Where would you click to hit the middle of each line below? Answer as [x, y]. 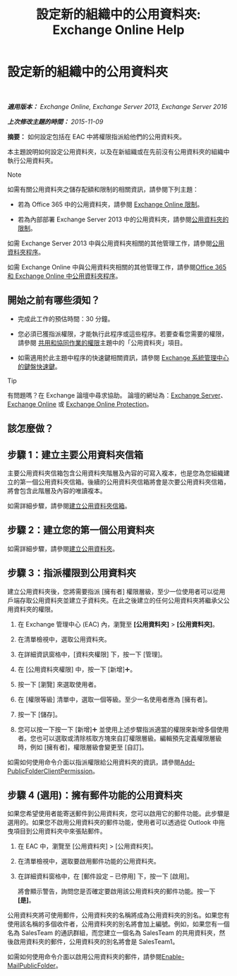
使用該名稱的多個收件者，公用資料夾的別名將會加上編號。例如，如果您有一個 [119, 924]
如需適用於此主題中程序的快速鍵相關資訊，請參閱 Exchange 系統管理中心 [123, 357]
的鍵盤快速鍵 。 [39, 366]
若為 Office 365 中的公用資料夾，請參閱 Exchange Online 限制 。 [110, 204]
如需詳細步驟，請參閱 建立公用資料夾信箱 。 [69, 506]
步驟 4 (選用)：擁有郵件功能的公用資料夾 [95, 795]
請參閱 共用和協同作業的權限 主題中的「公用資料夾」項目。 [102, 342]
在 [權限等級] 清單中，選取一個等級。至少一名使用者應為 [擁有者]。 [114, 699]
